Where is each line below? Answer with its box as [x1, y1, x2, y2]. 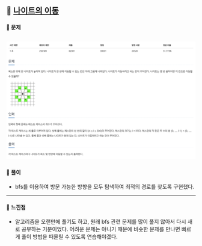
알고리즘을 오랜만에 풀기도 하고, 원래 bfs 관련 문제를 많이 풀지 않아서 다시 [14, 218, 186, 226]
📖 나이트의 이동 [6, 5, 59, 16]
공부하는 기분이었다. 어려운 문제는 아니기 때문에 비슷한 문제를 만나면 [21, 226, 180, 233]
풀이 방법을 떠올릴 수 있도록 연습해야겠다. [21, 233, 118, 241]
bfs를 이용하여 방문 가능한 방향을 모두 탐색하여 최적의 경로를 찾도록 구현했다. [14, 183, 195, 191]
